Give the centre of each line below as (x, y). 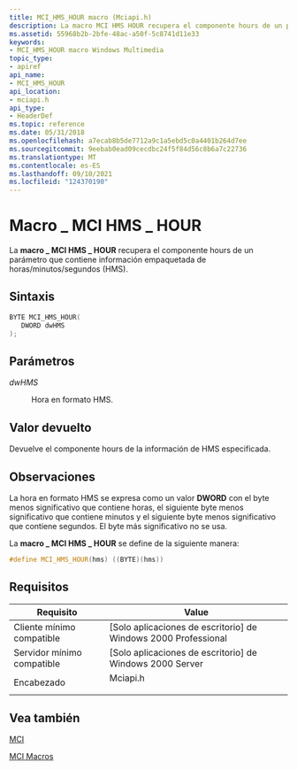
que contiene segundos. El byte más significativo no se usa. (118, 526)
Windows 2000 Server (156, 663)
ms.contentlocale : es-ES (55, 166)
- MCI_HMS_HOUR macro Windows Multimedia (87, 50)
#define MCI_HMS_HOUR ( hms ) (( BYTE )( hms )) (87, 559)
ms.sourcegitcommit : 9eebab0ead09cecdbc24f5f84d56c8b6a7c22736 (128, 149)
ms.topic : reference (47, 125)
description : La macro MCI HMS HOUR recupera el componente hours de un (146, 26)
